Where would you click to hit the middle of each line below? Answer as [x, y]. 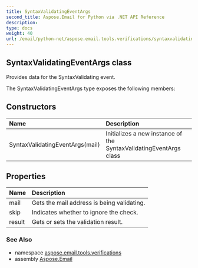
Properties [26, 176]
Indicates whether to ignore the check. [85, 213]
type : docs [19, 28]
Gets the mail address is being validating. [88, 203]
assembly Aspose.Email [43, 259]
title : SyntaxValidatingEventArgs [49, 11]
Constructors [31, 107]
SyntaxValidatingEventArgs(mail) [55, 144]
